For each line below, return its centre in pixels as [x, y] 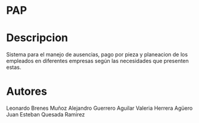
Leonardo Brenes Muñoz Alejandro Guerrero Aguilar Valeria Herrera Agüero [99, 108]
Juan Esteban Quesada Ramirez [46, 115]
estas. [14, 67]
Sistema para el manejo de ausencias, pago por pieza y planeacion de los [97, 55]
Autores [27, 91]
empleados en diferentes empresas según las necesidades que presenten [97, 61]
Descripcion [37, 38]
